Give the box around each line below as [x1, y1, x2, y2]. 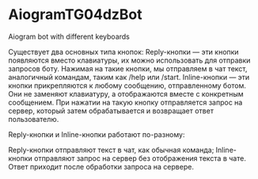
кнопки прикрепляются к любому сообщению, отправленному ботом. [8, 81, 247, 90]
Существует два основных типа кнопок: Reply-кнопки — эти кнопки [8, 47, 239, 56]
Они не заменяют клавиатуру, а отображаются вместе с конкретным [8, 89, 244, 98]
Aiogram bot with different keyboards [8, 32, 131, 41]
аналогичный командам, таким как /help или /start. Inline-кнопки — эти [8, 72, 250, 82]
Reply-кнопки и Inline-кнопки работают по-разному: [8, 129, 185, 139]
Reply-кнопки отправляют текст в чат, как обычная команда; [8, 145, 214, 154]
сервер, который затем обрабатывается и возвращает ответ [8, 105, 214, 116]
